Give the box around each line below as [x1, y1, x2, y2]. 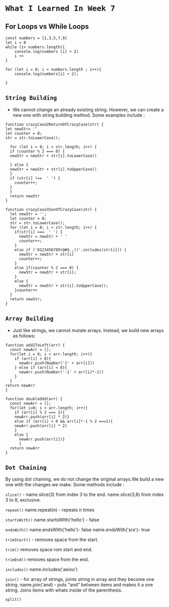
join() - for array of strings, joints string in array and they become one [5, 576, 155, 582]
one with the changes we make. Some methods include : [5, 482, 125, 488]
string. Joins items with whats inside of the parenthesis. [5, 587, 123, 593]
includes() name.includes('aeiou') [5, 567, 78, 573]
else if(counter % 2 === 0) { [14, 265, 79, 270]
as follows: [12, 333, 36, 339]
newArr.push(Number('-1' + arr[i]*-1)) [18, 370, 104, 375]
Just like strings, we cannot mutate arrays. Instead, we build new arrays [12, 327, 164, 333]
